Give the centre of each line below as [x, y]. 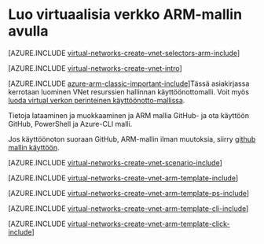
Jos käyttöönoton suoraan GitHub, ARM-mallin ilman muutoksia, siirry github [132, 139]
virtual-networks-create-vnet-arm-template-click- [148, 224]
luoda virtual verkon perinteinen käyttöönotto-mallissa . [97, 100]
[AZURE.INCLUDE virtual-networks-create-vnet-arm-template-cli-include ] [128, 208]
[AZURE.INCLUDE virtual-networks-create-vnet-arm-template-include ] [123, 178]
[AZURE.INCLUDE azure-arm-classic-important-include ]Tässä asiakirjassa [129, 83]
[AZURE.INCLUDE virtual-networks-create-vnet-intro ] [95, 68]
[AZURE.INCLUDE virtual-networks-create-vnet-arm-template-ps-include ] [129, 193]
